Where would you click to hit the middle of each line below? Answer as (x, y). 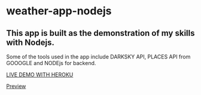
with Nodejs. (31, 42)
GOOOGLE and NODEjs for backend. (51, 63)
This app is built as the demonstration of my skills (100, 33)
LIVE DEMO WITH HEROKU (40, 75)
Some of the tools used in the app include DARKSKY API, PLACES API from (98, 57)
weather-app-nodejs (59, 11)
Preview (16, 86)
